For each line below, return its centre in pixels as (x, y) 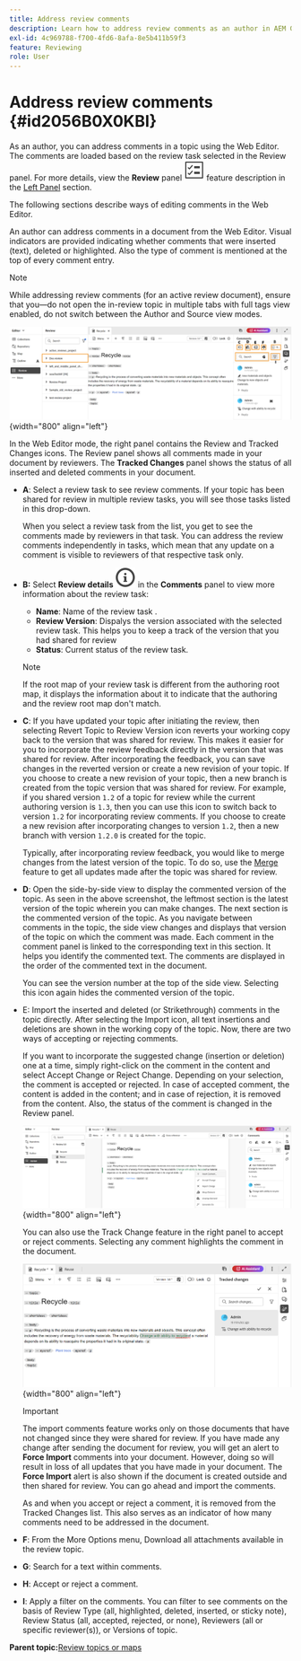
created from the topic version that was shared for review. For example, (154, 788)
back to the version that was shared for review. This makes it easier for (153, 740)
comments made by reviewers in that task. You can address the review (153, 536)
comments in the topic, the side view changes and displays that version (154, 927)
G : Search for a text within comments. (92, 1567)
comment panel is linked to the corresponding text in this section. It (146, 946)
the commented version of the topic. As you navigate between (137, 918)
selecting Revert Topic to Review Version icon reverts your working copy (156, 731)
